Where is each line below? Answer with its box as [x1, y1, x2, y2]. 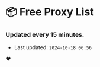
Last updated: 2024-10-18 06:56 [14, 44, 92, 51]
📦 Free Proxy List [5, 5, 94, 19]
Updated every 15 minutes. [5, 31, 85, 39]
